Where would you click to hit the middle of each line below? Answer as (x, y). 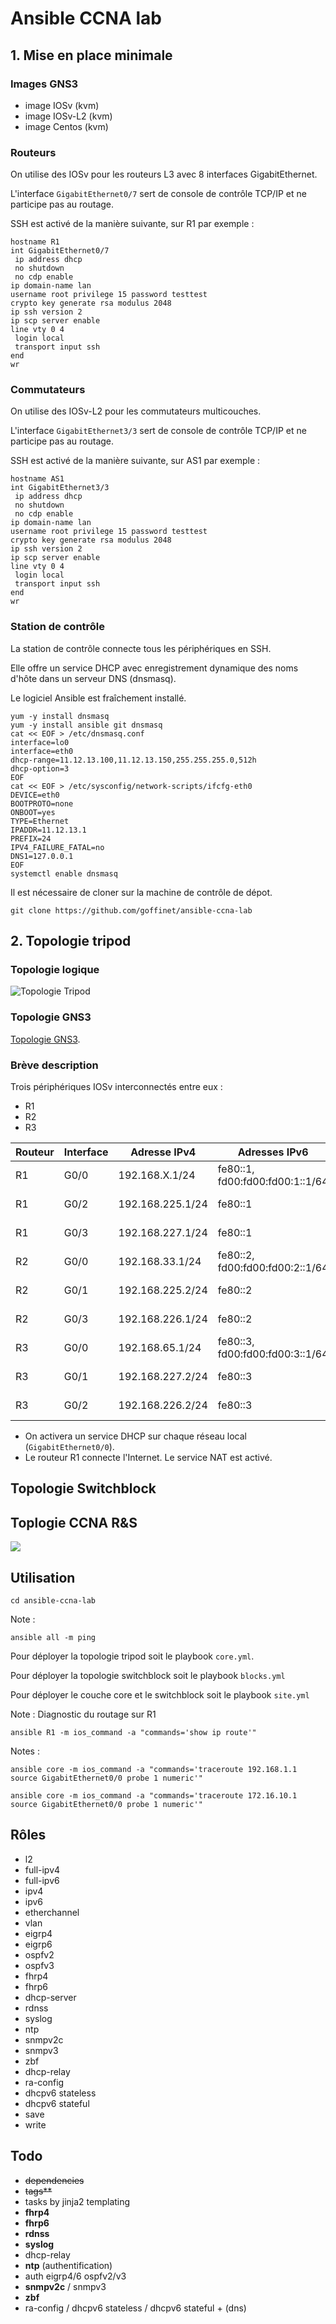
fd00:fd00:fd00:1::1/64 (273, 1182)
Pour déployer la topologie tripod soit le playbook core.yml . (132, 1656)
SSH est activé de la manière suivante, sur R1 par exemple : (132, 224)
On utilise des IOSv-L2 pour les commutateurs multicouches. (136, 411)
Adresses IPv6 (273, 1152)
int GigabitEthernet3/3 (60, 488)
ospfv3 (39, 1965)
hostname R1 (35, 242)
